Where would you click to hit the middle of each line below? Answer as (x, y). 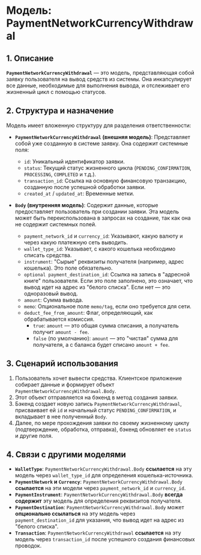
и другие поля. (34, 436)
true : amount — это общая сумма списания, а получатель (106, 325)
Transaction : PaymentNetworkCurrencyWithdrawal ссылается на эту (98, 533)
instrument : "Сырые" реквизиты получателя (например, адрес (104, 261)
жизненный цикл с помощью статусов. (56, 92)
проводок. (28, 546)
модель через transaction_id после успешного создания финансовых (105, 539)
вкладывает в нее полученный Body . (61, 417)
